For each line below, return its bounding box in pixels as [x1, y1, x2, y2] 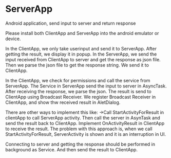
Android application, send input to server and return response [5, 20, 136, 26]
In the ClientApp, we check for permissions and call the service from [5, 77, 150, 83]
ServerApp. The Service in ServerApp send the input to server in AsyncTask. [5, 83, 167, 89]
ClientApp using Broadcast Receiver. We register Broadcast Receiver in [5, 94, 156, 100]
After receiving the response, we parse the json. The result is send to [5, 88, 151, 94]
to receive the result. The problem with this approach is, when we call [5, 126, 153, 132]
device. [5, 36, 21, 42]
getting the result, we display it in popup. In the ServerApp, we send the [5, 51, 157, 57]
